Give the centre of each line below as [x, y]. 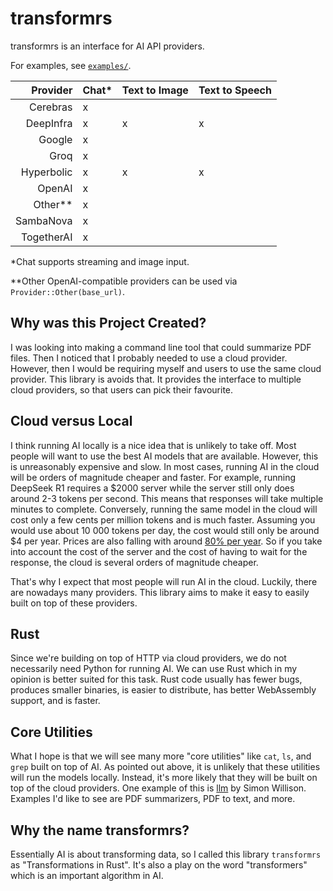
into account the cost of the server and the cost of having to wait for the [159, 551]
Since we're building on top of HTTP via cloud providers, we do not [148, 658]
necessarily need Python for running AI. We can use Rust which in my [154, 669]
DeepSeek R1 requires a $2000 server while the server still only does [152, 488]
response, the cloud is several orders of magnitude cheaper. [134, 562]
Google [55, 139]
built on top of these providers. [74, 603]
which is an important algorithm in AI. [87, 875]
